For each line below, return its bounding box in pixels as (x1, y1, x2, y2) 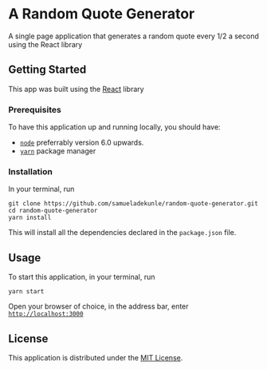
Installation (8, 165, 53, 177)
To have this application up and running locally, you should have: (8, 122, 221, 132)
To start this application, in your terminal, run (8, 273, 155, 282)
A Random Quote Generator (8, 5, 195, 23)
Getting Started (8, 63, 87, 77)
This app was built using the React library (8, 84, 145, 93)
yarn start (8, 288, 45, 296)
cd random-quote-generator (8, 207, 98, 215)
